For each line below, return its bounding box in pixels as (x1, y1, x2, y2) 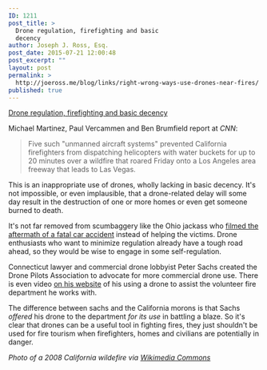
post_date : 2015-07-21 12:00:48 (8, 49, 116, 57)
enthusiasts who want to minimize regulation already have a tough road (8, 238, 244, 248)
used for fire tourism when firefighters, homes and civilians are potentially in (8, 329, 260, 339)
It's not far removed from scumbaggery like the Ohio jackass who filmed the (8, 221, 259, 231)
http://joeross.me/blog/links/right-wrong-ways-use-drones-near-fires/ (15, 78, 260, 86)
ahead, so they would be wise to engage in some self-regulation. (8, 247, 222, 256)
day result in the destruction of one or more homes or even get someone (8, 197, 248, 207)
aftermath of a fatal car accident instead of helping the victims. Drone (8, 230, 237, 239)
